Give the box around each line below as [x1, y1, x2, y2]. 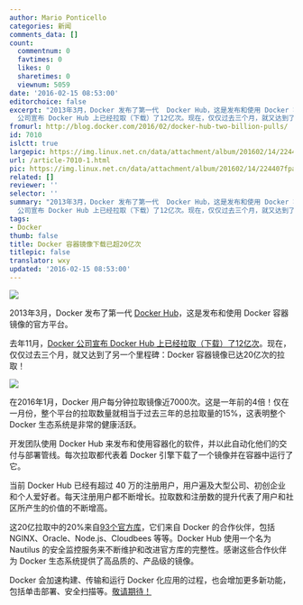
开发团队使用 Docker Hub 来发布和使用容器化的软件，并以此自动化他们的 [9, 438, 280, 449]
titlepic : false [9, 248, 70, 257]
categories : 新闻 [9, 22, 72, 31]
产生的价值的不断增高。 [24, 502, 113, 513]
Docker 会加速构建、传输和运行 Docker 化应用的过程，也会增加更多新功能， [9, 574, 291, 585]
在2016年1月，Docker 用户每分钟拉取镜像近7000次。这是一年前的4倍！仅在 [9, 396, 289, 407]
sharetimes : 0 [17, 72, 70, 81]
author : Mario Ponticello [9, 13, 106, 23]
